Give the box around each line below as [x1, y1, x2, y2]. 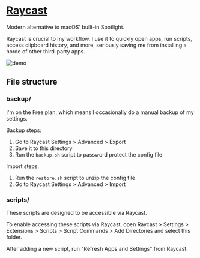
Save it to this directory [14, 145, 73, 152]
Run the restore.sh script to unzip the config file [14, 174, 135, 181]
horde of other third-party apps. [6, 47, 85, 55]
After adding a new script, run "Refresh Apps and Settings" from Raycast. [6, 245, 188, 252]
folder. [6, 233, 22, 241]
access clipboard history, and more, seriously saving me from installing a [6, 41, 187, 49]
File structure [6, 77, 58, 87]
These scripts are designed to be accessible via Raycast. [6, 209, 147, 216]
